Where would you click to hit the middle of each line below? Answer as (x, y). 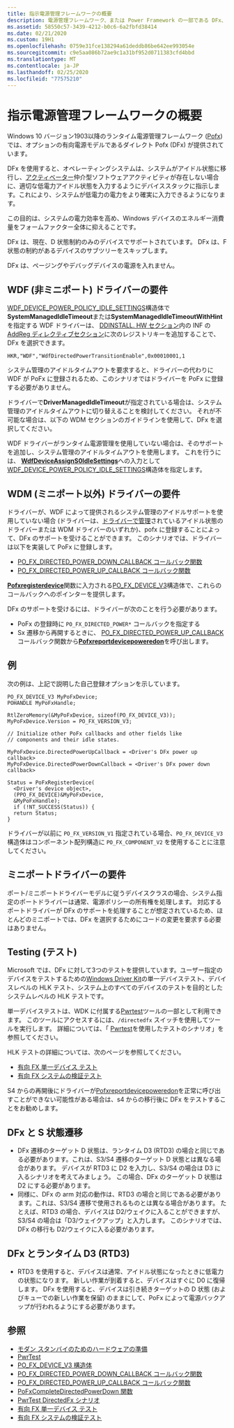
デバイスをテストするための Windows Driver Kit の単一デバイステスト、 (108, 979)
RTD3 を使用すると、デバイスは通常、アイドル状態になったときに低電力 (120, 1271)
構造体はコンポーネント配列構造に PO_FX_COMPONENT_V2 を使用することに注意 (116, 842)
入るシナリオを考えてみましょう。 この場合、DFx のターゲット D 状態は (120, 1177)
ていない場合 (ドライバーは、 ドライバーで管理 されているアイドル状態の (122, 520)
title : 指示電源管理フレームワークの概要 (60, 14)
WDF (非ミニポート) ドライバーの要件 (88, 290)
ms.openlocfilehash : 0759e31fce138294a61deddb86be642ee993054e (101, 46)
